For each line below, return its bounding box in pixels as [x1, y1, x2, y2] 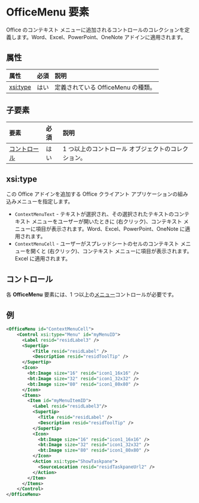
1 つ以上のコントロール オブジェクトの [62, 145, 171, 153]
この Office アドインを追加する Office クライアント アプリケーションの [6, 190, 178, 198]
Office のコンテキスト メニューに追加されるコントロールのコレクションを [6, 26, 185, 33]
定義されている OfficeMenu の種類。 [54, 83, 156, 91]
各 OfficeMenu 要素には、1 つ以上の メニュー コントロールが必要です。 [6, 291, 177, 298]
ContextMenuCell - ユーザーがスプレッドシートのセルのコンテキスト [14, 240, 179, 247]
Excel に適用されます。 [14, 255, 71, 262]
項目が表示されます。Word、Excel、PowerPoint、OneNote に [35, 225, 185, 233]
